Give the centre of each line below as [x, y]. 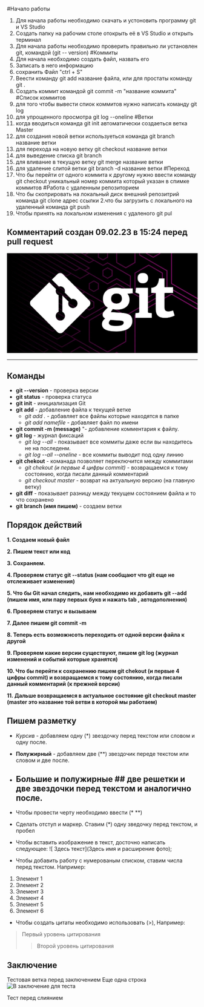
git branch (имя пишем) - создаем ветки [69, 506]
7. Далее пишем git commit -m [47, 623]
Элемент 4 [30, 898]
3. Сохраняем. [26, 563]
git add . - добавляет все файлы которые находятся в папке [102, 416]
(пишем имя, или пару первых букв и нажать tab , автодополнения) [97, 599]
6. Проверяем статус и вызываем [52, 611]
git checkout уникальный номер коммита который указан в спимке [102, 181]
